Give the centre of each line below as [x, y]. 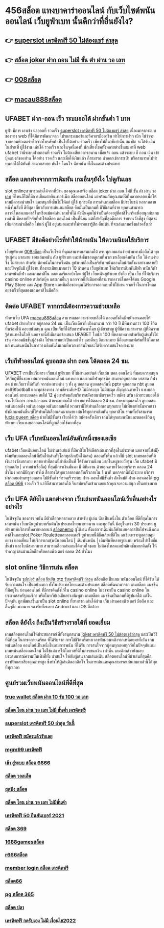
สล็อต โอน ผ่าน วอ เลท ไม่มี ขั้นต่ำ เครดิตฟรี [46, 710]
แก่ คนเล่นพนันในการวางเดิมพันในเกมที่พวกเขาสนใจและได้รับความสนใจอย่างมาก [70, 345]
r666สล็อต [16, 855]
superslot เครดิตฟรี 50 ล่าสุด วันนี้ [40, 723]
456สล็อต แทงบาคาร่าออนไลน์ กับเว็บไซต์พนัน [80, 11]
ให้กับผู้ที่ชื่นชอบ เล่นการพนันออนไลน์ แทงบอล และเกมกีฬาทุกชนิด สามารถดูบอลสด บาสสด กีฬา [81, 378]
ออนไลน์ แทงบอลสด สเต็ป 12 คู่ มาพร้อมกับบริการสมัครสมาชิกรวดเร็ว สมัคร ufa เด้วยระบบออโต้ [82, 395]
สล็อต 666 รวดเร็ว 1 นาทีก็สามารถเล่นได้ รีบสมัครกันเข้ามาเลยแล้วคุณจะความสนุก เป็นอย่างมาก [81, 483]
